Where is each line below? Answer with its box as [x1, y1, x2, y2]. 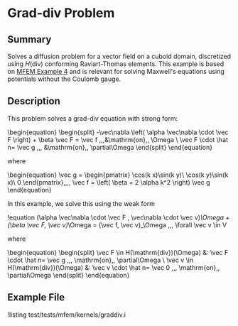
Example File [7, 291, 65, 303]
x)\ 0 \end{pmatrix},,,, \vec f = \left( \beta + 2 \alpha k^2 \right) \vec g [7, 178, 211, 186]
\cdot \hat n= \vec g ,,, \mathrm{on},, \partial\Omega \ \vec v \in [7, 256, 194, 264]
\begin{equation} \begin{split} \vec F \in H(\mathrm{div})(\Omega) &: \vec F [7, 248, 229, 256]
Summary [7, 33, 52, 45]
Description [7, 95, 60, 107]
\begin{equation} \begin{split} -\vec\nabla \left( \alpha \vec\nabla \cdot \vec [7, 128, 229, 136]
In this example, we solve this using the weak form [7, 199, 155, 207]
